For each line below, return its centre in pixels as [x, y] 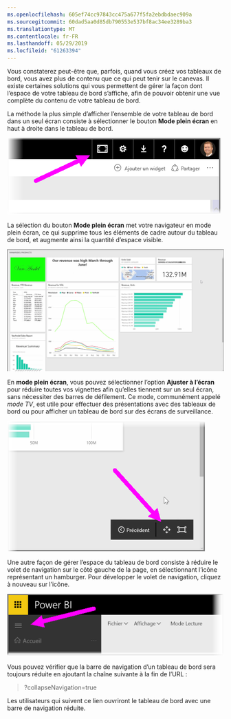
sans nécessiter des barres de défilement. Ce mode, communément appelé [114, 397]
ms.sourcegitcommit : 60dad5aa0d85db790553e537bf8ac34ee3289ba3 [100, 22]
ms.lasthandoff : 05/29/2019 [47, 44]
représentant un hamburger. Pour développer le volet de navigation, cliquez [114, 577]
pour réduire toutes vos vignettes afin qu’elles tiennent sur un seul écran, [111, 389]
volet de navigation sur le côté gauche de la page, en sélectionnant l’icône [112, 570]
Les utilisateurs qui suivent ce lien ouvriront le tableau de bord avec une [109, 700]
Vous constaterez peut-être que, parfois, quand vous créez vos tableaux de [114, 71]
